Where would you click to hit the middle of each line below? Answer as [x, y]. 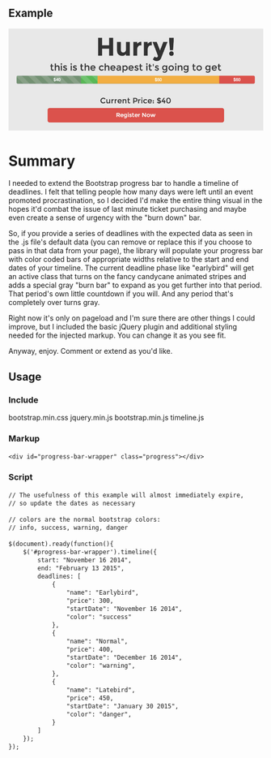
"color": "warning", [101, 665]
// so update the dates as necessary [72, 503]
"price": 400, [90, 649]
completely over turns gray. [54, 303]
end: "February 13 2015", [81, 568]
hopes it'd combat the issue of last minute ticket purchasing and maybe [127, 209]
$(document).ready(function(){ [61, 544]
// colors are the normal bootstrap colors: [85, 519]
